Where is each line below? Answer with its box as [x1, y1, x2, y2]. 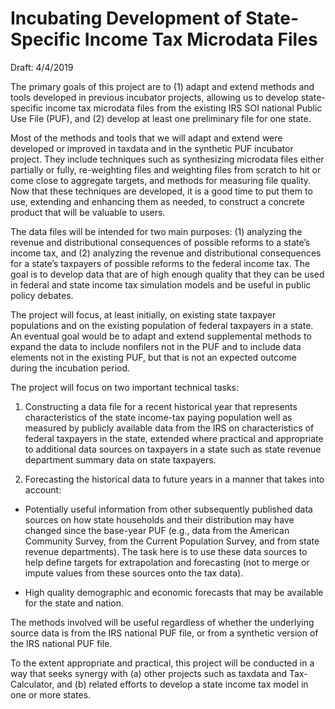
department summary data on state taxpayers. [24, 453, 217, 466]
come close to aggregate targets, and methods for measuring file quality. [10, 174, 312, 186]
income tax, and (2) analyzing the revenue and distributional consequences [10, 247, 322, 259]
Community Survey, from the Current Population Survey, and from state [24, 535, 320, 547]
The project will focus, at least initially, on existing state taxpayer [10, 308, 277, 321]
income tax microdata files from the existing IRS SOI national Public [45, 102, 323, 114]
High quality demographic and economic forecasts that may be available [24, 586, 324, 598]
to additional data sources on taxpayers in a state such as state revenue [24, 443, 322, 455]
